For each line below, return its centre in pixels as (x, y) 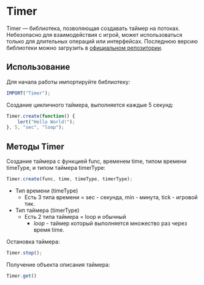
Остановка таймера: (33, 241)
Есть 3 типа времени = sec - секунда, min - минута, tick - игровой (111, 197)
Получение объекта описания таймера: (58, 264)
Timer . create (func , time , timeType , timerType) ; (70, 179)
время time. (49, 230)
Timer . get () (21, 276)
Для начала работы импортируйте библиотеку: (68, 82)
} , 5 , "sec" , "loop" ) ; (35, 127)
